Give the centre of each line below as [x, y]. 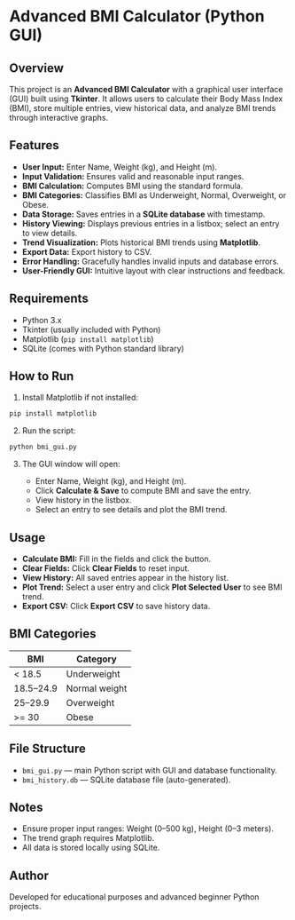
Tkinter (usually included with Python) [91, 329]
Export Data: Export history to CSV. [87, 251]
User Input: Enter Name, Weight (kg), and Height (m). [120, 167]
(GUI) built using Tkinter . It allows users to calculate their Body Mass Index [146, 99]
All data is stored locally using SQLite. [91, 848]
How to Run [42, 376]
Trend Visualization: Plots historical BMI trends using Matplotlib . [141, 242]
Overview [37, 68]
